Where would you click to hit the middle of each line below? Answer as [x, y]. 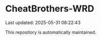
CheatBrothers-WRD [50, 9]
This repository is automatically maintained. [51, 32]
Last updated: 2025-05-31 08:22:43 [43, 22]
